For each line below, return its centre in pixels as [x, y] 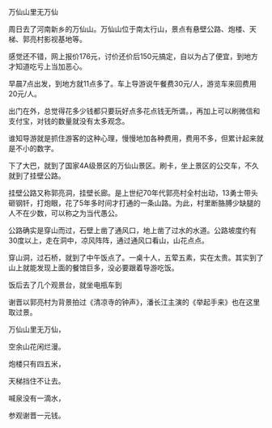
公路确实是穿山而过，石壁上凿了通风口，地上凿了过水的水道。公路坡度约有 [132, 230]
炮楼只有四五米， [37, 364]
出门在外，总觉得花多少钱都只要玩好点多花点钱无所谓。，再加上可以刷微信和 [134, 111]
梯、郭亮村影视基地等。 [47, 39]
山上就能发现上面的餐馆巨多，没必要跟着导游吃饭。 [93, 268]
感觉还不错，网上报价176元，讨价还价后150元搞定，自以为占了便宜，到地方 [133, 56]
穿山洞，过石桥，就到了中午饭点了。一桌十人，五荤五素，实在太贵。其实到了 [136, 258]
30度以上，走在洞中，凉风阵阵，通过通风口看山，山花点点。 [108, 240]
